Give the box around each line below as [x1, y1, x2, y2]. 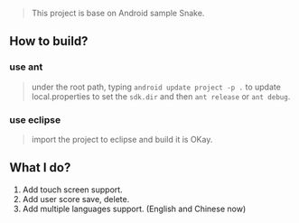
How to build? [9, 33, 89, 49]
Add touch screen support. [22, 184, 124, 195]
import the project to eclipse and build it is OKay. [31, 134, 213, 144]
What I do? [9, 160, 71, 175]
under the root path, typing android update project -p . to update [31, 81, 282, 92]
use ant [9, 60, 43, 73]
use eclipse [9, 113, 61, 125]
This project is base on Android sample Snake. [31, 8, 205, 18]
